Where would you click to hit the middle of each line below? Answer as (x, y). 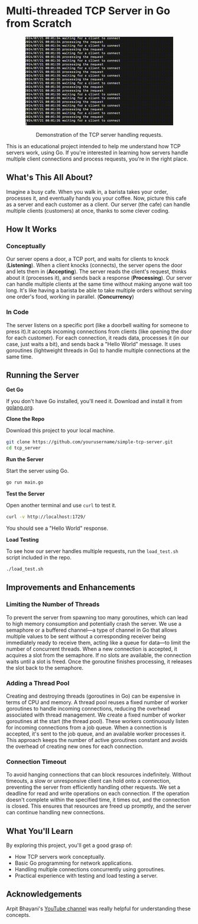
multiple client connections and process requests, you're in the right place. (97, 159)
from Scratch (39, 23)
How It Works (32, 229)
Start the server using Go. (38, 471)
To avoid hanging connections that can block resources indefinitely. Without (99, 775)
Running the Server (43, 375)
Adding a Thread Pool (38, 683)
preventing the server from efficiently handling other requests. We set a (93, 787)
